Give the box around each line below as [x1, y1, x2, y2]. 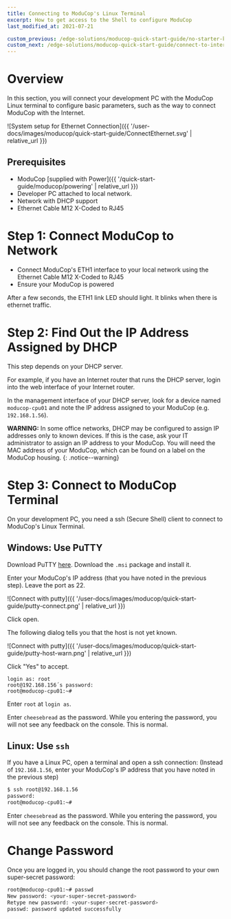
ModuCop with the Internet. [7, 109, 85, 117]
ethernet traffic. [7, 301, 52, 309]
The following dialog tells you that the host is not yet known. [7, 628, 177, 636]
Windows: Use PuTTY [7, 542, 103, 554]
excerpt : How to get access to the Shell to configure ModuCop [7, 17, 192, 23]
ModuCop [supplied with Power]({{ [16, 175, 117, 183]
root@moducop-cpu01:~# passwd [7, 886, 94, 893]
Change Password [7, 843, 114, 858]
